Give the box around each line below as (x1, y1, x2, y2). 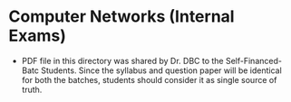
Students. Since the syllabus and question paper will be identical (41, 65, 282, 76)
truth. (21, 84, 43, 95)
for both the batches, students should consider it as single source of (21, 74, 277, 85)
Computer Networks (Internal (8, 6, 235, 27)
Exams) (8, 25, 67, 46)
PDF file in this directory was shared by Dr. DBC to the (21, 55, 224, 66)
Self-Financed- (225, 55, 283, 66)
